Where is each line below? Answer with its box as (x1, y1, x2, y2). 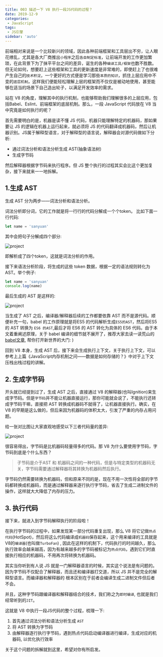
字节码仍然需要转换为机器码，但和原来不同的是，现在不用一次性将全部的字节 (5, 476, 158, 482)
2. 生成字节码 (5, 375, 45, 383)
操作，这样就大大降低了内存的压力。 (5, 488, 78, 494)
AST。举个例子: (5, 269, 36, 275)
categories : (5, 16, 29, 21)
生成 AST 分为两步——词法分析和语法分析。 (5, 198, 93, 204)
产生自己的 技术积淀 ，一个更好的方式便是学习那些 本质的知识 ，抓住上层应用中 (5, 72, 153, 78)
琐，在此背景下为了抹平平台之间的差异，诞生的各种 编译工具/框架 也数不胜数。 (5, 60, 157, 66)
